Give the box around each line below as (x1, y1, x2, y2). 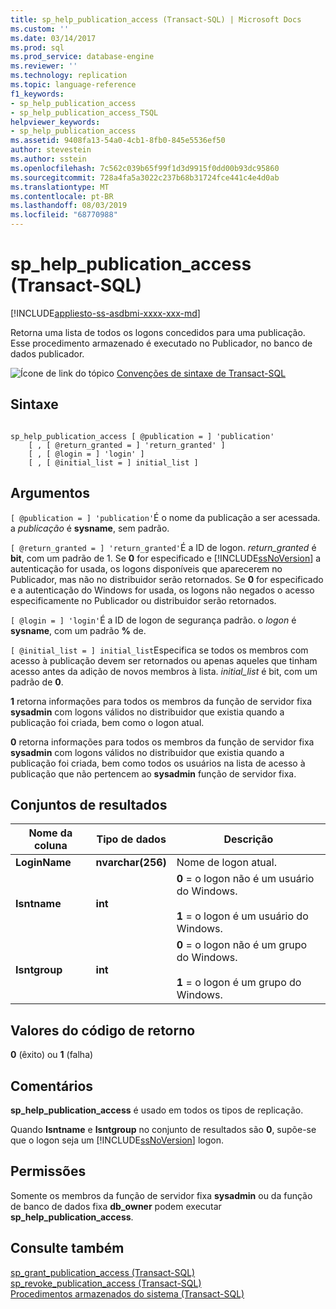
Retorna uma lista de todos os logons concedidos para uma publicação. (10, 326, 306, 338)
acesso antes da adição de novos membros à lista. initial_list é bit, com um (10, 665, 318, 677)
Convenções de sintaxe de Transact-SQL (116, 367, 287, 379)
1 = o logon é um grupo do (176, 976, 302, 990)
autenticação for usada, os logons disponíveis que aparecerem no (10, 562, 283, 575)
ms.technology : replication (10, 71, 128, 81)
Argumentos (10, 485, 90, 502)
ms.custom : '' (10, 24, 70, 34)
